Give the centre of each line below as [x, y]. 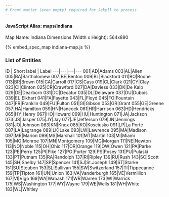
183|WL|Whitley [22, 189]
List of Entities [23, 60]
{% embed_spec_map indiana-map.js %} [48, 47]
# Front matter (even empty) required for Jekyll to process [71, 10]
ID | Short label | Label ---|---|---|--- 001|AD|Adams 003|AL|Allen [74, 71]
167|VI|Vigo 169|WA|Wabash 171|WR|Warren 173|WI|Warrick [68, 179]
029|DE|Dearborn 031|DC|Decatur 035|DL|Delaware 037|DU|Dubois [76, 93]
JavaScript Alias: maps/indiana [39, 26]
